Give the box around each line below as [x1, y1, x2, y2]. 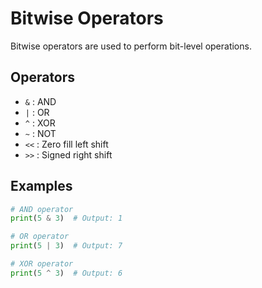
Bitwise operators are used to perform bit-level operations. [10, 40, 252, 52]
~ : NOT [24, 127, 57, 139]
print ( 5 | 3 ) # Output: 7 [10, 241, 123, 251]
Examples [10, 178, 73, 195]
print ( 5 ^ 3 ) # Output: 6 [10, 268, 123, 278]
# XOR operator [10, 259, 74, 269]
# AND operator [10, 204, 74, 214]
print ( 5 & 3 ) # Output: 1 [10, 213, 123, 224]
